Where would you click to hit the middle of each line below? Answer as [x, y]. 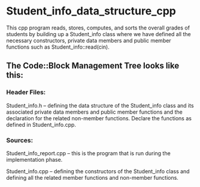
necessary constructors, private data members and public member [89, 40]
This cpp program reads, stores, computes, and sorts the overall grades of [98, 28]
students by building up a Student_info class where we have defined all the [99, 34]
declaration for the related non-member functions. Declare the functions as [99, 118]
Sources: [20, 140]
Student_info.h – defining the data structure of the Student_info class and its [100, 105]
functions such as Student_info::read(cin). [58, 47]
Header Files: [26, 93]
